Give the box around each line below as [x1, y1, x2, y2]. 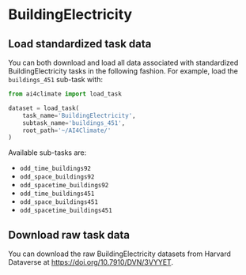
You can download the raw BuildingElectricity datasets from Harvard [8, 249, 232, 258]
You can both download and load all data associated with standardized [8, 58, 239, 67]
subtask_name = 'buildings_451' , [22, 119, 126, 127]
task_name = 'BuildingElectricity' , [22, 111, 136, 119]
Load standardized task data [8, 37, 152, 51]
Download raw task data [8, 228, 131, 242]
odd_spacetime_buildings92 [19, 182, 109, 190]
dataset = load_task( [8, 104, 80, 112]
